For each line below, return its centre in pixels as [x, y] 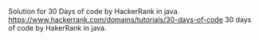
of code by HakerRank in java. [58, 28]
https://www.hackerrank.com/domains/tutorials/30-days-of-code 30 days [130, 20]
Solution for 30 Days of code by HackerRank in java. [94, 11]
